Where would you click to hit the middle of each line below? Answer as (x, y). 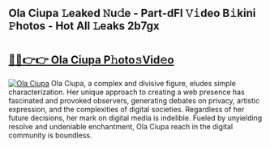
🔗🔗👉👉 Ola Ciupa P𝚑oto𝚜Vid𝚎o (91, 60)
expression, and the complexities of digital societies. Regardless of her (126, 109)
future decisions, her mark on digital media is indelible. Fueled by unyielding (135, 118)
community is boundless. (50, 135)
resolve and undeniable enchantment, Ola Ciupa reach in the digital (121, 126)
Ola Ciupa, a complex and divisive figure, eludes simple (144, 83)
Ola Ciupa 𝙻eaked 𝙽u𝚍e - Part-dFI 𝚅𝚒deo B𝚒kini (132, 13)
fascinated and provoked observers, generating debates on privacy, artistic (134, 100)
